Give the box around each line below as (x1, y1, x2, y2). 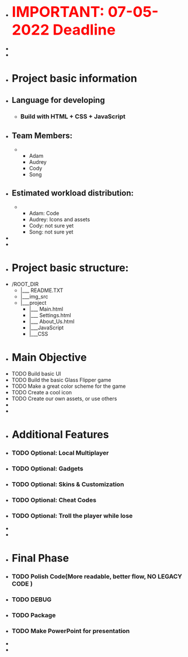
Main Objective (11, 351, 87, 364)
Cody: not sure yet (29, 222, 74, 229)
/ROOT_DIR (11, 281, 39, 287)
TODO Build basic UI (11, 370, 61, 377)
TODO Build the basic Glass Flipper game (11, 376, 112, 383)
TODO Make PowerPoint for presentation (11, 627, 130, 635)
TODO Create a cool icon (11, 388, 72, 395)
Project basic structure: (11, 262, 129, 274)
